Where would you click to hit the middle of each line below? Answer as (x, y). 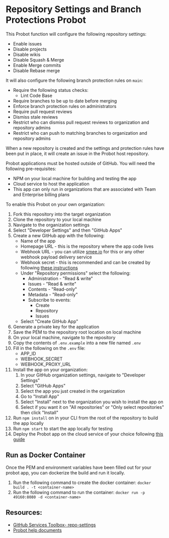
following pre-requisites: (31, 169)
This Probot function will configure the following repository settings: (76, 34)
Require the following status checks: (51, 90)
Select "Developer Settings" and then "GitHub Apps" (68, 230)
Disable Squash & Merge (38, 60)
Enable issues (27, 43)
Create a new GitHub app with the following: (59, 235)
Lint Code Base (36, 95)
